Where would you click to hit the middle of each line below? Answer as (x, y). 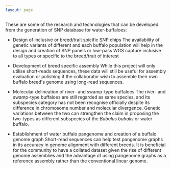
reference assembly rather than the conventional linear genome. (80, 161)
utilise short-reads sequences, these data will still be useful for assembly (89, 71)
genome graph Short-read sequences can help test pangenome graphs (88, 139)
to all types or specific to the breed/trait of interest (66, 56)
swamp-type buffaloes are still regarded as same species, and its (81, 97)
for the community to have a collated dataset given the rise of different (87, 150)
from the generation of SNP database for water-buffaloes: (66, 30)
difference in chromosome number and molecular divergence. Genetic (87, 108)
